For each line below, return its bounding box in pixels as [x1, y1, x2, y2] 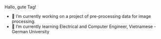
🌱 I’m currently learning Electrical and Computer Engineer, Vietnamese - [11, 24, 156, 29]
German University [11, 29, 50, 34]
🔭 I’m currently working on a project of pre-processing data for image [11, 13, 151, 19]
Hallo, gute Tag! [4, 4, 36, 10]
